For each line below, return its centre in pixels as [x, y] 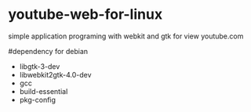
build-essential [44, 91]
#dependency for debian [48, 51]
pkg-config [38, 99]
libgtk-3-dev [40, 66]
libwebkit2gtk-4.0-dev [55, 74]
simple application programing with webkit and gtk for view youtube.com [126, 36]
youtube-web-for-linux [85, 14]
